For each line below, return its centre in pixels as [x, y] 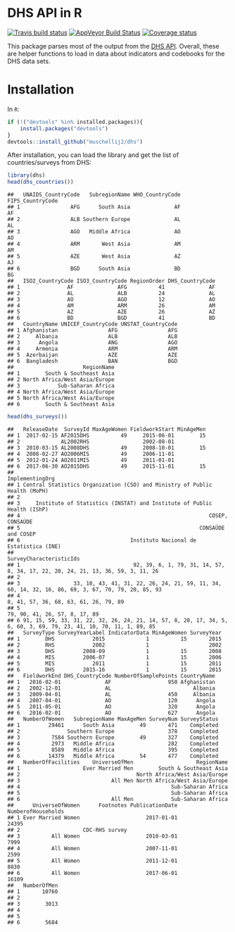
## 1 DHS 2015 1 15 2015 [114, 639]
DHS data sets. [29, 61]
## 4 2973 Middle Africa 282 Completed [113, 744]
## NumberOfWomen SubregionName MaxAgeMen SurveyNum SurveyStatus [113, 719]
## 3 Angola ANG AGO [93, 343]
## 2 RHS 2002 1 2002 [114, 645]
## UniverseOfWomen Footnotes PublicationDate [93, 805]
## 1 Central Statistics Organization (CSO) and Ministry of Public [110, 485]
